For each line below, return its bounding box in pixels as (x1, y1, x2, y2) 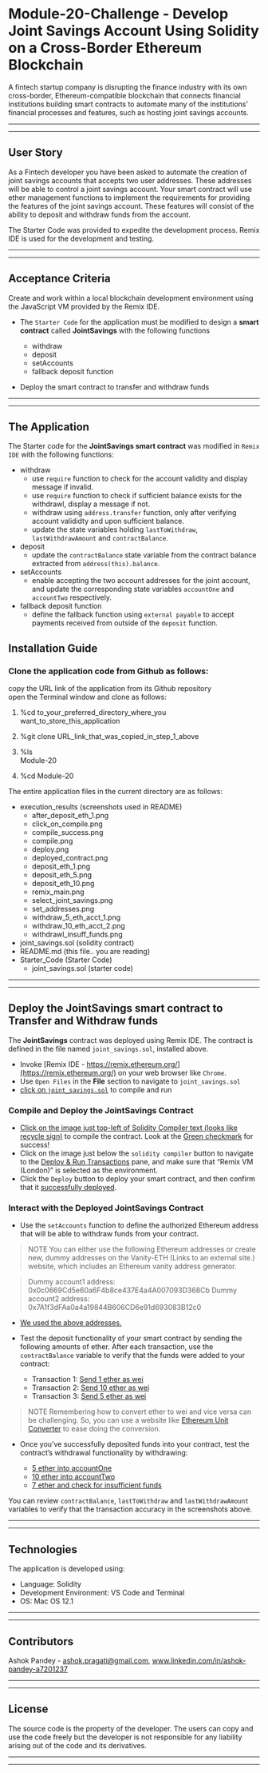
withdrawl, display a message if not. (31, 499, 150, 509)
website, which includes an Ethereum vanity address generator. (27, 1261, 237, 1272)
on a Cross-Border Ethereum (8, 39, 202, 57)
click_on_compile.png (31, 819, 104, 829)
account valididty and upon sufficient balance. (31, 517, 185, 526)
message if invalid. (31, 482, 94, 492)
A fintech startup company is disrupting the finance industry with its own (8, 82, 247, 92)
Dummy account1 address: (27, 1277, 116, 1287)
